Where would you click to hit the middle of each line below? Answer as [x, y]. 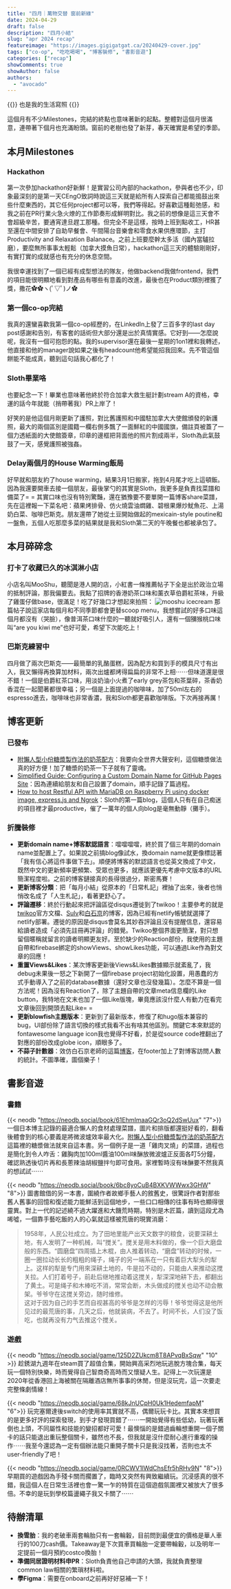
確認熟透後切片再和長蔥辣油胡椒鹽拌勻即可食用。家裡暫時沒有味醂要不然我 [112, 1163]
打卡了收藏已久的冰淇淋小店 [53, 568]
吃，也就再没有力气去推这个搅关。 [72, 1320]
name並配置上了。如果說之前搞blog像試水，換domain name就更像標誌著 [120, 853]
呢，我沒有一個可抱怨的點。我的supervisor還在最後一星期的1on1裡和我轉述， [115, 341]
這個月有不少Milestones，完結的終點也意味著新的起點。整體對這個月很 [107, 119]
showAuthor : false [33, 71]
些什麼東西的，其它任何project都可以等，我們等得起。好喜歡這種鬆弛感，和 [113, 205]
